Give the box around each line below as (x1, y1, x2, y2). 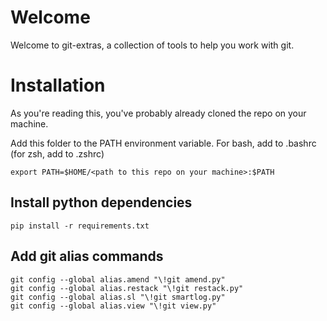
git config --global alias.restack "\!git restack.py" (10, 283, 244, 293)
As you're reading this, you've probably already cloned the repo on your (10, 107, 307, 119)
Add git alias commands (10, 248, 164, 265)
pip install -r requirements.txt (10, 221, 150, 231)
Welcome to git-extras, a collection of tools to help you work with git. (10, 39, 295, 51)
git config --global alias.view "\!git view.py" (10, 301, 217, 311)
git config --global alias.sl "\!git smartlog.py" (10, 292, 226, 302)
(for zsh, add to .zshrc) (10, 147, 105, 160)
